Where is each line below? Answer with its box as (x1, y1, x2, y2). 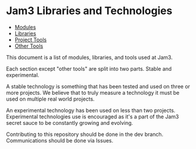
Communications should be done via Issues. (6, 137, 114, 144)
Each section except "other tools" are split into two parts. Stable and (6, 65, 172, 72)
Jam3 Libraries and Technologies (6, 4, 172, 18)
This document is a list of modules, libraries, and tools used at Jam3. (6, 54, 173, 61)
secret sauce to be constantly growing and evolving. (6, 119, 134, 126)
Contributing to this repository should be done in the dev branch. (6, 131, 164, 138)
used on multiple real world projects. (6, 95, 95, 102)
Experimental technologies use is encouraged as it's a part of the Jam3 (6, 113, 180, 120)
